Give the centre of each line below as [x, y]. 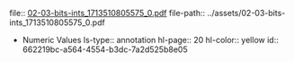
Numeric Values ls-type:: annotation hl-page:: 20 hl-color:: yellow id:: [150, 40]
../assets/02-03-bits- [246, 13]
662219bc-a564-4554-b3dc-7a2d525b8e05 [105, 49]
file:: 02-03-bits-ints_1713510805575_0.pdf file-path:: [107, 13]
